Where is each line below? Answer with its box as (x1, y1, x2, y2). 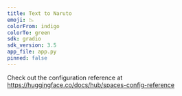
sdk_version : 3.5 (7, 42, 57, 49)
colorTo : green (7, 29, 51, 36)
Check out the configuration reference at (7, 73, 123, 82)
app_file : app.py (7, 49, 57, 56)
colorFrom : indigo (7, 23, 60, 29)
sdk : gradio (7, 36, 41, 43)
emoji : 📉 (7, 16, 34, 23)
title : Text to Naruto (7, 10, 72, 17)
